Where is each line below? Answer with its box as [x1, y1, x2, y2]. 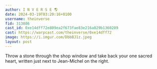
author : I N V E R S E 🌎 [5, 7, 58, 12]
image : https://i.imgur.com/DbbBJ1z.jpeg [5, 35, 92, 40]
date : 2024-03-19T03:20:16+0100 [5, 12, 72, 17]
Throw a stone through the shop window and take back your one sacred [5, 53, 153, 59]
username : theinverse [5, 16, 50, 21]
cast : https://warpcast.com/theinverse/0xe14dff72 [5, 30, 112, 35]
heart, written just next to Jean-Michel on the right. [5, 58, 109, 64]
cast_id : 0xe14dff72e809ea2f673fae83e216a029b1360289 [5, 26, 119, 31]
